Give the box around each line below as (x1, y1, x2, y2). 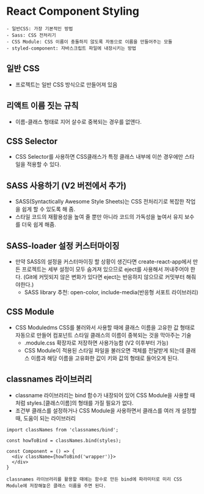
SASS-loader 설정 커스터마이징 (6, 240, 120, 251)
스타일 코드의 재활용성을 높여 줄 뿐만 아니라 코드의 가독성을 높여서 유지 (15, 213, 183, 221)
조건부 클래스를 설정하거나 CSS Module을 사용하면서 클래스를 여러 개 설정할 (15, 406, 197, 414)
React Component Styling (6, 4, 139, 18)
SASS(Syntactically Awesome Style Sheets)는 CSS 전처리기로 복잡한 (15, 198, 184, 205)
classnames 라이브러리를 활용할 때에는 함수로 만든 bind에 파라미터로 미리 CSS (6, 476, 182, 482)
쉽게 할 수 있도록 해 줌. (21, 205, 76, 213)
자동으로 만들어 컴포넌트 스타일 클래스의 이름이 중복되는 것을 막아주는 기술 (15, 331, 192, 338)
